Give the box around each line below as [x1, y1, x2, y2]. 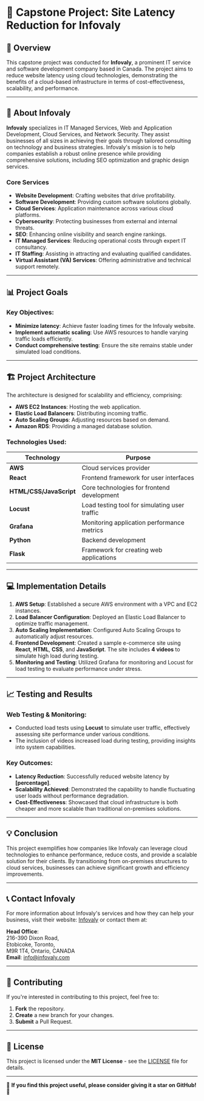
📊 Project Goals [6, 287, 69, 297]
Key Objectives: [6, 308, 55, 317]
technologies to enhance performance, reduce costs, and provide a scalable [6, 851, 197, 858]
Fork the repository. [15, 1005, 65, 1012]
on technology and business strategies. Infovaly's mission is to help [6, 143, 175, 151]
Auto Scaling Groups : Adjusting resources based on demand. [15, 416, 170, 423]
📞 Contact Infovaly [6, 894, 76, 904]
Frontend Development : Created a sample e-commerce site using [15, 639, 181, 647]
